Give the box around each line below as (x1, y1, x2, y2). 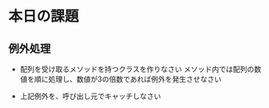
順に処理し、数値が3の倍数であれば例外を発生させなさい (34, 74, 222, 84)
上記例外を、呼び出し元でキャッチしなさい (19, 91, 161, 101)
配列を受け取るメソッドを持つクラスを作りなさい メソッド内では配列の (19, 65, 255, 74)
